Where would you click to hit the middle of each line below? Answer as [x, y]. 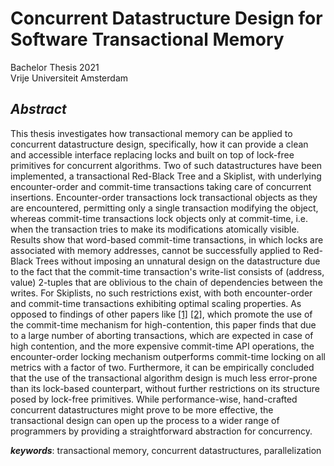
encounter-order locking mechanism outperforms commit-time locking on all [168, 356]
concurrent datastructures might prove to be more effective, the [142, 409]
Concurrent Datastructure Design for [166, 18]
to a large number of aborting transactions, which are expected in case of [162, 335]
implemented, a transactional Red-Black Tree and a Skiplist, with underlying [166, 176]
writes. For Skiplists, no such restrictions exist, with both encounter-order [161, 293]
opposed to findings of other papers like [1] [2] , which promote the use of [161, 314]
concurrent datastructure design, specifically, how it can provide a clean [159, 144]
